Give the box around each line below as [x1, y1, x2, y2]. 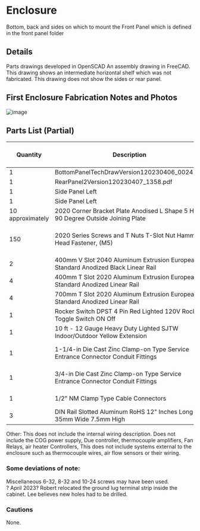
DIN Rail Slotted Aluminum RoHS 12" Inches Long [54, 408, 193, 416]
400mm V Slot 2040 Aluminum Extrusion [54, 256, 170, 264]
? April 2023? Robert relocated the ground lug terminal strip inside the [6, 484, 177, 491]
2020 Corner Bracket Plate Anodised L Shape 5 [54, 207, 189, 215]
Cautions [6, 505, 33, 514]
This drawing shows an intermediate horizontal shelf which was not [6, 69, 171, 76]
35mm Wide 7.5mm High [54, 415, 126, 423]
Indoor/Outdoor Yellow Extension [54, 332, 147, 340]
